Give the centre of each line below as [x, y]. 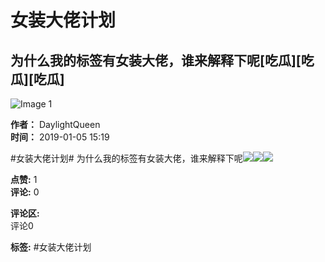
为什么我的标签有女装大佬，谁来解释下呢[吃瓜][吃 [162, 60]
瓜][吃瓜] [37, 79]
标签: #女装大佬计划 [51, 247]
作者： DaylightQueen [55, 124]
